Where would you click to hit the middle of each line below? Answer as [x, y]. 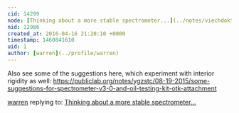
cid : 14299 [23, 14]
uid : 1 [17, 47]
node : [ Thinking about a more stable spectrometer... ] [90, 20]
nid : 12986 [23, 27]
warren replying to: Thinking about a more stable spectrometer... [102, 102]
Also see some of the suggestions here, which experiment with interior [111, 73]
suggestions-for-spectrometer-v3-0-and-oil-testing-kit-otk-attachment [112, 88]
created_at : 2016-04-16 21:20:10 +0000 [67, 34]
